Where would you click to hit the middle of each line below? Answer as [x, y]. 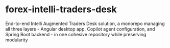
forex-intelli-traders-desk [61, 9]
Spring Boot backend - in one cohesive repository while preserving [76, 34]
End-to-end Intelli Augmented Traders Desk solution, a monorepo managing [85, 23]
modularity [17, 40]
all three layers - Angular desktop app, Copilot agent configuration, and [80, 29]
